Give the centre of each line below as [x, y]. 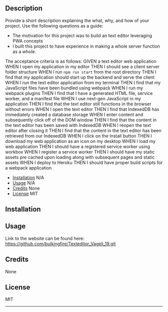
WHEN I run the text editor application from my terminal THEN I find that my [83, 82]
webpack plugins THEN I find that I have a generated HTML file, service [79, 93]
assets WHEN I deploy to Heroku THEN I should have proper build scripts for [84, 163]
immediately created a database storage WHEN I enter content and [74, 114]
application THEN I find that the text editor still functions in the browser [78, 104]
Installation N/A [28, 178]
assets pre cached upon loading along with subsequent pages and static [80, 157]
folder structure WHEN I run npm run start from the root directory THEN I [81, 72]
